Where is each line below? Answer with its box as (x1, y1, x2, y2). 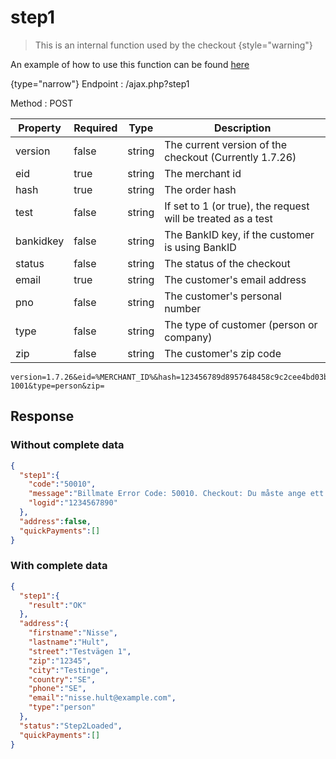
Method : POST (10, 97, 74, 109)
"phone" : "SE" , (28, 684, 87, 694)
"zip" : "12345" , (28, 656, 92, 666)
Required (73, 121, 118, 135)
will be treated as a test (164, 211, 273, 225)
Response (10, 408, 75, 425)
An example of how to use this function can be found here (10, 58, 250, 70)
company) (164, 330, 213, 344)
